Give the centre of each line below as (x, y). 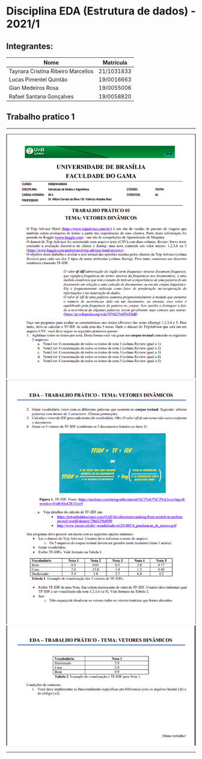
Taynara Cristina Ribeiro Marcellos (51, 71)
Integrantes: (30, 46)
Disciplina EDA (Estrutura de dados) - (101, 11)
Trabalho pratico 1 (41, 117)
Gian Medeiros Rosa (34, 88)
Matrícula (115, 62)
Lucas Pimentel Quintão (38, 79)
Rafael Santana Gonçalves (41, 96)
